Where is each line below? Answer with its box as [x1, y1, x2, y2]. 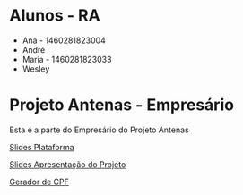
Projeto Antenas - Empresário [9, 95, 235, 115]
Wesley [22, 64, 50, 74]
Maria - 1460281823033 [22, 54, 112, 64]
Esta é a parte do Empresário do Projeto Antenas [9, 124, 190, 135]
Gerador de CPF [9, 176, 70, 187]
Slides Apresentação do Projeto [9, 158, 126, 170]
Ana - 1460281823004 [22, 35, 106, 46]
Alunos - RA [9, 5, 100, 26]
